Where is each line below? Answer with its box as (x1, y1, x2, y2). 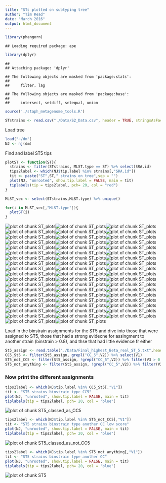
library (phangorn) (5, 35, 43, 40)
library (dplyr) (5, 53, 37, 58)
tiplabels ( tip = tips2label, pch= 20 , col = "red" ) (9, 182, 119, 187)
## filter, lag (5, 83, 45, 88)
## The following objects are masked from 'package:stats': (5, 74, 132, 79)
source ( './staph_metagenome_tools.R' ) (5, 109, 85, 114)
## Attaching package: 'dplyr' (5, 65, 70, 70)
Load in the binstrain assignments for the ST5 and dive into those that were (5, 328, 158, 334)
